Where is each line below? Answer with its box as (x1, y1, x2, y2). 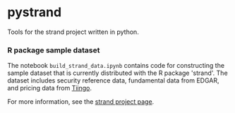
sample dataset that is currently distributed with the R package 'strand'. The (7, 69, 228, 78)
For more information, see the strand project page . (7, 97, 155, 106)
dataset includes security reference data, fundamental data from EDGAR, (7, 76, 220, 85)
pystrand (7, 4, 62, 20)
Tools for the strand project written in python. (7, 28, 139, 36)
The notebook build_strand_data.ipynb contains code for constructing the (7, 61, 224, 70)
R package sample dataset (7, 45, 100, 55)
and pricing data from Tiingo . (7, 84, 92, 93)
